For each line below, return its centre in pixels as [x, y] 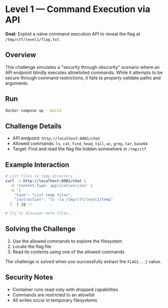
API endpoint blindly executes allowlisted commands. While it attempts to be [84, 72]
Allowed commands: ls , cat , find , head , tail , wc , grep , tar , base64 [80, 144]
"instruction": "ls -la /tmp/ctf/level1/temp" [64, 199]
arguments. [17, 83]
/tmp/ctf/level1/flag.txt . [33, 39]
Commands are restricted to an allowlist [53, 294]
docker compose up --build [33, 111]
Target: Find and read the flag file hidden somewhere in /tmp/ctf [79, 149]
